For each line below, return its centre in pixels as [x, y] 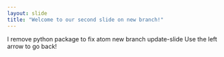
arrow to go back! [32, 46]
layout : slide [27, 13]
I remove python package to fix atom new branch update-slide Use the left [112, 39]
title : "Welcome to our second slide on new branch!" [86, 20]
